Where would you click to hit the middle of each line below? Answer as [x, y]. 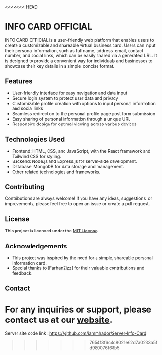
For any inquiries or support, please [78, 310]
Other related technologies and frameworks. [56, 172]
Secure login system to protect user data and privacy [65, 98]
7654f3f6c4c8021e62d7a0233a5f [123, 343]
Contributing [25, 187]
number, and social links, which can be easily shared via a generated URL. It [81, 55]
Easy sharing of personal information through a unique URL [71, 119]
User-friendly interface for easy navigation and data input [70, 93]
